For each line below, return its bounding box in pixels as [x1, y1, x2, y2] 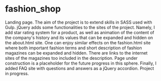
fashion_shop [5, 3, 61, 14]
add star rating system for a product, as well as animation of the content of [5, 29, 154, 35]
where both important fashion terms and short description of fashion [5, 45, 142, 51]
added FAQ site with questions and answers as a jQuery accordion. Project [5, 65, 154, 71]
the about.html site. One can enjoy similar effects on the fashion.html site [5, 40, 151, 45]
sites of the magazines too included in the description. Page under [5, 55, 138, 61]
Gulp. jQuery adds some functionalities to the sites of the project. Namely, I [5, 24, 155, 30]
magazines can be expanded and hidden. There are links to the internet [5, 50, 148, 56]
